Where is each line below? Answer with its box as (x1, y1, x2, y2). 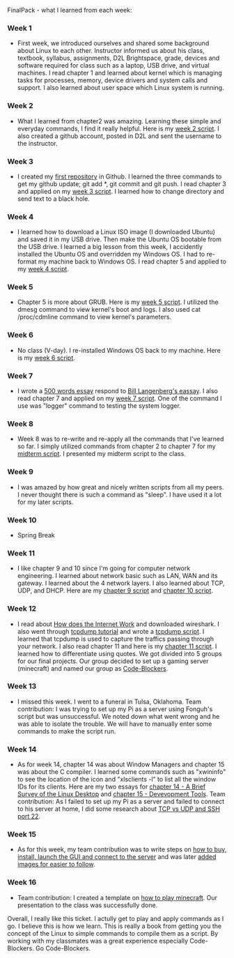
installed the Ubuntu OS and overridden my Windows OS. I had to (17, 250, 205, 259)
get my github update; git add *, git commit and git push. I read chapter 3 (17, 179, 226, 188)
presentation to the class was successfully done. (17, 901, 158, 909)
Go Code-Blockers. (36, 944, 91, 952)
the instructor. (17, 139, 58, 147)
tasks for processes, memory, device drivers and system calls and (17, 76, 208, 84)
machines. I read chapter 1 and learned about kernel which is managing (17, 69, 223, 77)
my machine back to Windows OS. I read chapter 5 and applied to (38, 257, 226, 266)
